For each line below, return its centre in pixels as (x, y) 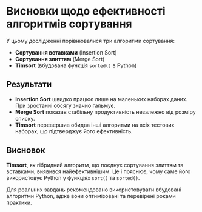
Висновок (26, 151)
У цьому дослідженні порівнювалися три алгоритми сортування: (90, 41)
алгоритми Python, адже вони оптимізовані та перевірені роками (91, 196)
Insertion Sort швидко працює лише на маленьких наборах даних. (101, 99)
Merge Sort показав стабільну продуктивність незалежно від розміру (105, 112)
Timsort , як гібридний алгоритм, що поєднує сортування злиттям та (95, 165)
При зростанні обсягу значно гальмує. (65, 105)
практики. (19, 202)
